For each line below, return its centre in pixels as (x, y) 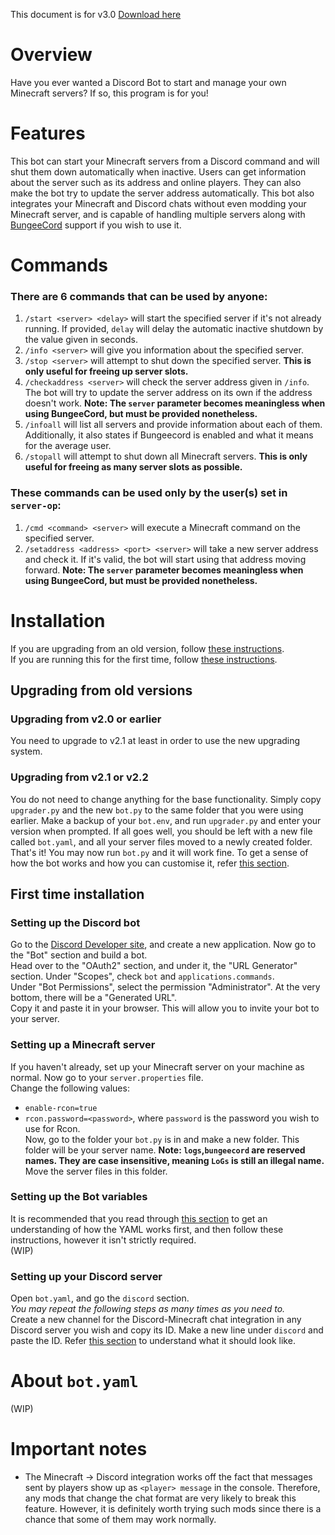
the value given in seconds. (81, 340)
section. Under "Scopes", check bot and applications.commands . (142, 976)
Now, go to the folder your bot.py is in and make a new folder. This (162, 1139)
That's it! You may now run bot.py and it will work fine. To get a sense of (159, 852)
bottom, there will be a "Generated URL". (94, 998)
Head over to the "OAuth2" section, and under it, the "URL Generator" (154, 966)
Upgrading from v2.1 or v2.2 (79, 777)
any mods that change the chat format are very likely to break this (160, 1498)
